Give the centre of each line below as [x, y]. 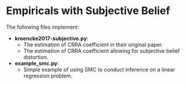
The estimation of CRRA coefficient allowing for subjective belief [102, 50]
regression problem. [48, 76]
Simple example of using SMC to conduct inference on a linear [99, 69]
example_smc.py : [37, 63]
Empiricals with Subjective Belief [88, 11]
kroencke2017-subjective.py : [52, 38]
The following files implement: [43, 27]
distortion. [36, 57]
